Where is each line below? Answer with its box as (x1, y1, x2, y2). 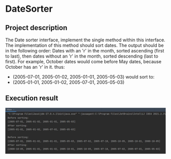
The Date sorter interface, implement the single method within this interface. (5, 37, 165, 43)
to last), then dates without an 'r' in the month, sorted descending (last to (5, 53, 159, 59)
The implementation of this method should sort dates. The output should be (5, 42, 164, 48)
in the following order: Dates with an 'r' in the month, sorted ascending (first (5, 48, 164, 54)
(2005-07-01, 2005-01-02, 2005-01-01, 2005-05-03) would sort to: (12, 74, 155, 79)
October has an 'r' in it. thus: (5, 64, 65, 70)
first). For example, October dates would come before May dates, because (5, 59, 162, 64)
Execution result (5, 94, 59, 102)
